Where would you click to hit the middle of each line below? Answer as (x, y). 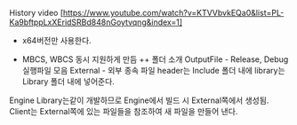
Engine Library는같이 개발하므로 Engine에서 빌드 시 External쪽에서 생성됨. (139, 100)
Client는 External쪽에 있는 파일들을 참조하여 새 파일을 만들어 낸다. (124, 111)
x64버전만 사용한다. (56, 40)
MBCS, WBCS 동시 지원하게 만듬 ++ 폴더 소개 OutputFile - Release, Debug (155, 59)
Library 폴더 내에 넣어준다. (68, 82)
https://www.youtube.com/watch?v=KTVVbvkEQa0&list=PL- (173, 13)
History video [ (36, 13)
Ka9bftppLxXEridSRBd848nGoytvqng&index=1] (96, 22)
